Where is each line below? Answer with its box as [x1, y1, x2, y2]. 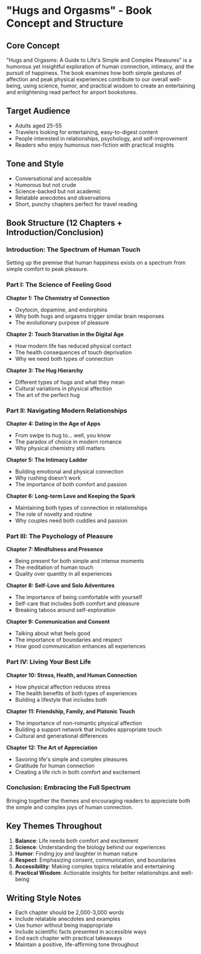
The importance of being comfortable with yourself [14, 594, 142, 601]
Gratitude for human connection [14, 762, 95, 769]
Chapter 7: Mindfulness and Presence [6, 545, 103, 553]
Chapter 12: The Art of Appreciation [6, 743, 98, 751]
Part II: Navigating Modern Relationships [6, 406, 128, 415]
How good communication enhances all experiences [14, 643, 146, 650]
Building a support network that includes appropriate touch [14, 725, 162, 733]
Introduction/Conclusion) [6, 227, 104, 238]
